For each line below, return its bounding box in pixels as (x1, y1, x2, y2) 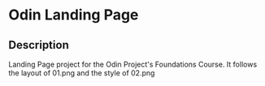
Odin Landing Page (8, 6, 139, 24)
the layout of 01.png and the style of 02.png (8, 68, 155, 78)
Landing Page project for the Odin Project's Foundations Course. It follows (8, 59, 258, 69)
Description (8, 38, 69, 52)
